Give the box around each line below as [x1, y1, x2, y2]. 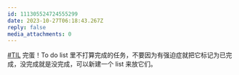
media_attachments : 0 [7, 30, 72, 38]
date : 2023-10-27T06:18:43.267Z [7, 17, 103, 24]
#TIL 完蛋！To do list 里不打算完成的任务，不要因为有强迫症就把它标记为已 [7, 51, 226, 59]
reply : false [7, 24, 46, 31]
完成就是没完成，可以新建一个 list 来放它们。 [26, 60, 157, 69]
